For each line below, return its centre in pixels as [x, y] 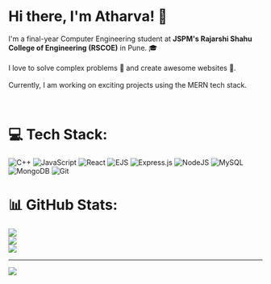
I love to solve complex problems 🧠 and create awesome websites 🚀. [122, 68]
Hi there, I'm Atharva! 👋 [88, 16]
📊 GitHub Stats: [63, 205]
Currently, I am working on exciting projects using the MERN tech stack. [128, 84]
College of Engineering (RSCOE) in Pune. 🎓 [83, 47]
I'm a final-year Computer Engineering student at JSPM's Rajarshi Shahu [130, 39]
